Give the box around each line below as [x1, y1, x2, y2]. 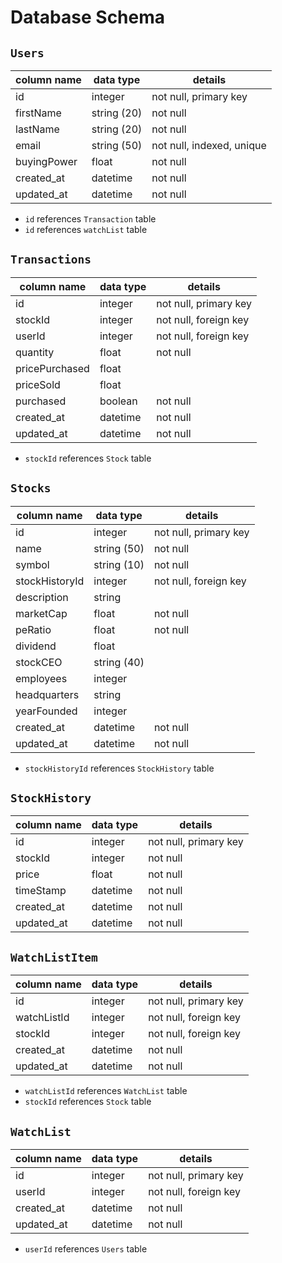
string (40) [93, 655, 145, 669]
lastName [15, 122, 60, 136]
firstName [15, 106, 62, 120]
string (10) [93, 557, 145, 571]
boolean [99, 394, 138, 408]
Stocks [10, 481, 52, 496]
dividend [15, 639, 57, 653]
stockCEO [15, 655, 63, 669]
